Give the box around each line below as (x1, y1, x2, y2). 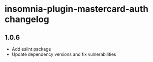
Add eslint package (11, 46, 51, 52)
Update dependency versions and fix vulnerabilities (11, 51, 117, 57)
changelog (4, 14, 50, 25)
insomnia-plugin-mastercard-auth (4, 3, 149, 15)
